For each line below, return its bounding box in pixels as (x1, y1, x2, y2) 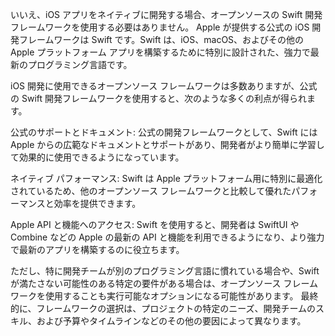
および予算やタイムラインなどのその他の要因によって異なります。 (36, 315, 307, 327)
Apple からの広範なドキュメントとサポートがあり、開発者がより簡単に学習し (10, 139, 325, 150)
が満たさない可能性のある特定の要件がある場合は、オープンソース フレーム (10, 278, 318, 289)
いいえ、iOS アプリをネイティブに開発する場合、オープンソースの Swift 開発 (10, 9, 323, 20)
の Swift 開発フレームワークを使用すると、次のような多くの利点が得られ (10, 93, 308, 104)
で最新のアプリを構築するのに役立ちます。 (10, 244, 185, 255)
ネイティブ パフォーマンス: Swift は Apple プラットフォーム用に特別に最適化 (10, 173, 323, 184)
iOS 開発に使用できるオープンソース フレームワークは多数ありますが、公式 (10, 80, 318, 92)
